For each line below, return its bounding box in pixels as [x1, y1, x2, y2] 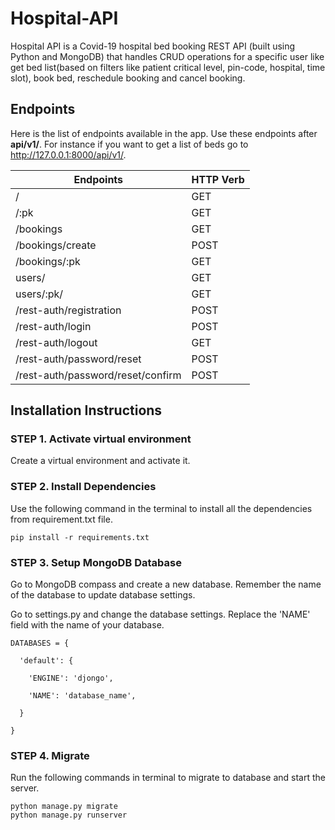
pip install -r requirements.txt [10, 532, 150, 542]
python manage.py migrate [10, 802, 118, 812]
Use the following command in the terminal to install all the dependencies [10, 502, 313, 514]
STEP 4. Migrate [10, 748, 90, 762]
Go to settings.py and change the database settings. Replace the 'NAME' [10, 608, 311, 621]
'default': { [19, 656, 74, 666]
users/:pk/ [15, 287, 64, 301]
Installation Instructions [10, 402, 163, 419]
